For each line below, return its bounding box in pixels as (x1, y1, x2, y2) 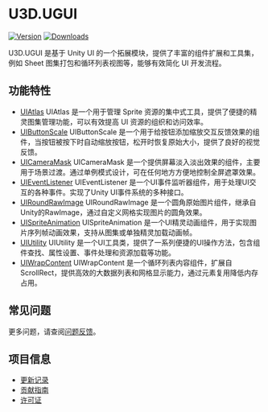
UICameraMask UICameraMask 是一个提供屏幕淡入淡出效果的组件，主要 (19, 157, 261, 167)
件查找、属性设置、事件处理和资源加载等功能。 (19, 247, 175, 257)
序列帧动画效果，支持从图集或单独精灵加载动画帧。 (27, 227, 197, 237)
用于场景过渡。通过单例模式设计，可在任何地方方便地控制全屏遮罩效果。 (19, 167, 260, 177)
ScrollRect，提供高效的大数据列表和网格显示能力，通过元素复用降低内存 (19, 267, 259, 278)
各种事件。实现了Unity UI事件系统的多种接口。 (34, 187, 188, 197)
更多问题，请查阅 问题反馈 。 (8, 327, 101, 336)
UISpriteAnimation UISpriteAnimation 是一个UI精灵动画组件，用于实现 (19, 217, 250, 227)
